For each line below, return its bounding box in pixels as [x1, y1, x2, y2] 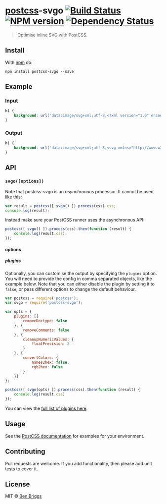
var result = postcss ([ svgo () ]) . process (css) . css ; [5, 203, 116, 208]
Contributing [5, 448, 45, 456]
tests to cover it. [5, 466, 38, 472]
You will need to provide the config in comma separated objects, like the [5, 276, 152, 281]
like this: [5, 194, 22, 200]
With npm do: [5, 59, 33, 65]
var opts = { [5, 309, 32, 314]
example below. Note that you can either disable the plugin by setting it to [5, 280, 155, 287]
